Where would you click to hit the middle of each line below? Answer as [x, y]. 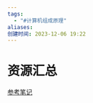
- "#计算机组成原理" [40, 21]
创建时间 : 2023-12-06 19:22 [47, 34]
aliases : [20, 27]
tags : [15, 14]
